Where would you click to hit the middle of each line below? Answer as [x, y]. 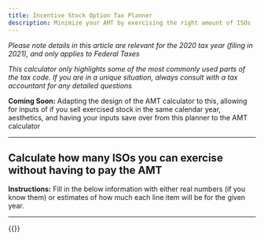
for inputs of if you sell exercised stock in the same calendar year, [115, 109]
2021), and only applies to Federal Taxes [74, 54]
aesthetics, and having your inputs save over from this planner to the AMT [128, 117]
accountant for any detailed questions [70, 85]
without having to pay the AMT [85, 170]
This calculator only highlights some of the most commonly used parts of [127, 68]
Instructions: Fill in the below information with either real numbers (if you [127, 189]
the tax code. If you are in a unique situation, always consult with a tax [123, 77]
